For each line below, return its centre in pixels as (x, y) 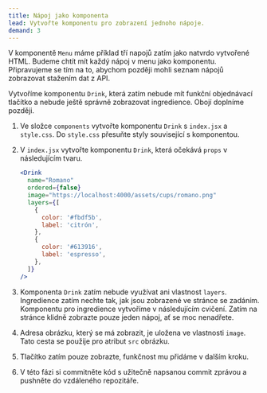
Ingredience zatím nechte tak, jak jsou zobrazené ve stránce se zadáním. (139, 300)
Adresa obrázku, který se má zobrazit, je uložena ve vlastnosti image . (133, 333)
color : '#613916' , (72, 247)
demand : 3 (25, 30)
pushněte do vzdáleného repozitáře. (79, 380)
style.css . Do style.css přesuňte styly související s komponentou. (130, 134)
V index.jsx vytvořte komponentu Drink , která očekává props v (124, 150)
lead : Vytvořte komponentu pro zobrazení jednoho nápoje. (106, 23)
